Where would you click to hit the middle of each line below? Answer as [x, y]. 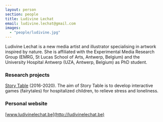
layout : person [21, 10]
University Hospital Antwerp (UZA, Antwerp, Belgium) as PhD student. [76, 62]
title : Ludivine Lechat [30, 19]
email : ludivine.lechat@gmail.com [41, 23]
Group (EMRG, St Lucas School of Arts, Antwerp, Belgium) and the [73, 57]
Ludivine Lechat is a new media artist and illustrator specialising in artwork [81, 46]
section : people [22, 14]
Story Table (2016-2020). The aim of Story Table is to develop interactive [79, 86]
